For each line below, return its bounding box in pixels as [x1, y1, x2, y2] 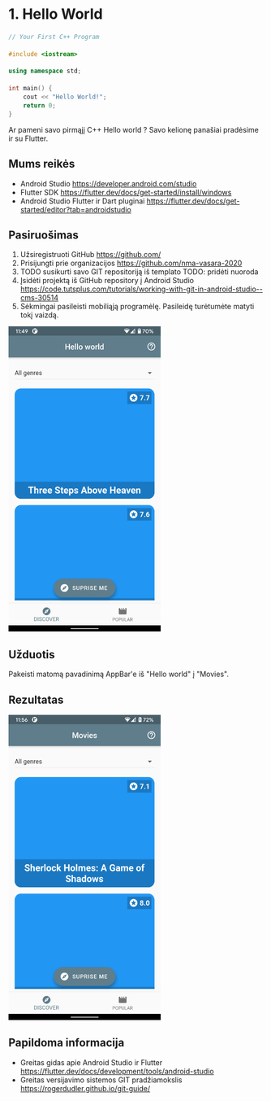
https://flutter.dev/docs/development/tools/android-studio [19, 1066, 214, 1076]
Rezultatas [8, 692, 64, 706]
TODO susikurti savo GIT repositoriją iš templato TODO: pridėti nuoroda [19, 267, 259, 277]
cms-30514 [19, 293, 59, 303]
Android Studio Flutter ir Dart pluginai [19, 196, 145, 206]
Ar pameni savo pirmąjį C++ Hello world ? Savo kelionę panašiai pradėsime [8, 125, 260, 134]
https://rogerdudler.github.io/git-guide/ [19, 1083, 151, 1093]
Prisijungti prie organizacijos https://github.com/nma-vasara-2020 [19, 258, 243, 269]
